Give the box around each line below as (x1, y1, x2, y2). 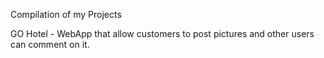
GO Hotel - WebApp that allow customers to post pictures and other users (10, 28, 315, 39)
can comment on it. (10, 39, 90, 50)
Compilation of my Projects (10, 9, 122, 20)
